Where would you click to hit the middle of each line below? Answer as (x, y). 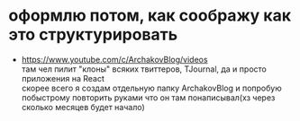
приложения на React (63, 78)
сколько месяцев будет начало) (83, 107)
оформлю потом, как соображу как (150, 16)
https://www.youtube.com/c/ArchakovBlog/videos (114, 59)
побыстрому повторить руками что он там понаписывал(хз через (148, 97)
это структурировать (93, 35)
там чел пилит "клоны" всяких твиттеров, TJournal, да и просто (144, 69)
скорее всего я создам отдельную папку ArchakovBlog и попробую (151, 88)
